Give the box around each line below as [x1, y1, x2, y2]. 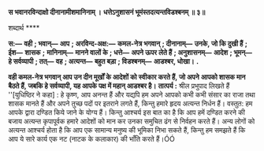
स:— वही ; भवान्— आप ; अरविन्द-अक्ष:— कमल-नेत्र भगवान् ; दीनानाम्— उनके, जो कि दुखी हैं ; [8, 39, 248, 48]
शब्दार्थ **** [8, 24, 40, 32]
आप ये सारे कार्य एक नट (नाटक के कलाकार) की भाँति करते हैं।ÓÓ [8, 134, 175, 143]
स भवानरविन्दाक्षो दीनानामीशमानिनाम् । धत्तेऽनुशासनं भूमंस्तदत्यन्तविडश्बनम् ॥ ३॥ [8, 8, 206, 17]
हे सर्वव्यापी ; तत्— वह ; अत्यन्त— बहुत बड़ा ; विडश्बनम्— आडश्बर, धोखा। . [8, 57, 199, 66]
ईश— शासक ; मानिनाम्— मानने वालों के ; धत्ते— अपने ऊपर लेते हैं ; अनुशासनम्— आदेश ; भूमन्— [8, 48, 253, 57]
